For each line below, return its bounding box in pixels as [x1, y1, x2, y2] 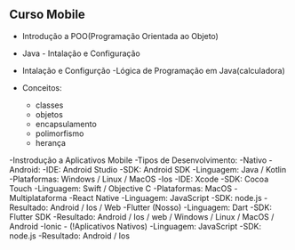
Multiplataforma [9, 192, 68, 203]
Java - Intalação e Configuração [21, 48, 140, 59]
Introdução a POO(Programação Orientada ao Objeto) [21, 30, 219, 41]
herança [35, 137, 67, 148]
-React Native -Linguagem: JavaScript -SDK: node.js [68, 192, 262, 203]
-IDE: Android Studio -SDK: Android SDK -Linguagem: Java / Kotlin [42, 164, 287, 174]
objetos [35, 109, 64, 119]
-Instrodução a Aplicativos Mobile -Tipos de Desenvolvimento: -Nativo [9, 155, 267, 165]
